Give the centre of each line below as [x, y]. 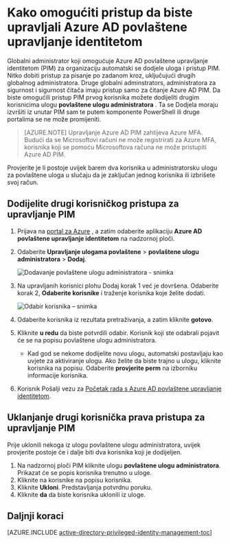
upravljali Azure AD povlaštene [97, 27]
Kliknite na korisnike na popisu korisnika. [74, 480]
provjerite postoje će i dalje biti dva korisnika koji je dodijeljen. [94, 452]
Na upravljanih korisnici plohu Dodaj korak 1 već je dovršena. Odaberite [118, 286]
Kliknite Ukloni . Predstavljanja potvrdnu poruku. [84, 487]
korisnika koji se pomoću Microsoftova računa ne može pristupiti [115, 147]
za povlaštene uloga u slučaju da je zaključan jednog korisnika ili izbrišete [111, 175]
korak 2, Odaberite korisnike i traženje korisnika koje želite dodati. [111, 292]
